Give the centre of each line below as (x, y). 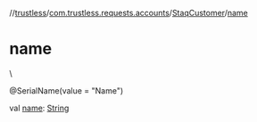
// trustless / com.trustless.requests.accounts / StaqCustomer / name (128, 13)
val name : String (39, 108)
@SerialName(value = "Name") (66, 90)
